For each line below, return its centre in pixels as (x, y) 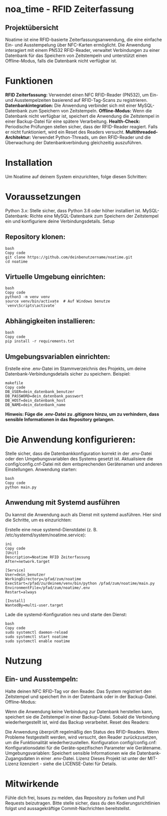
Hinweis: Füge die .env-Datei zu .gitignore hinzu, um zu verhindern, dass (82, 414)
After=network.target (28, 561)
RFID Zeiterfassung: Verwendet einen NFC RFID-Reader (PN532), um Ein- (82, 95)
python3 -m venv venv (28, 297)
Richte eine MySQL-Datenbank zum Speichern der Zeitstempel (94, 216)
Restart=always (21, 592)
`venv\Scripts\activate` (31, 306)
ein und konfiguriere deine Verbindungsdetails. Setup (60, 221)
